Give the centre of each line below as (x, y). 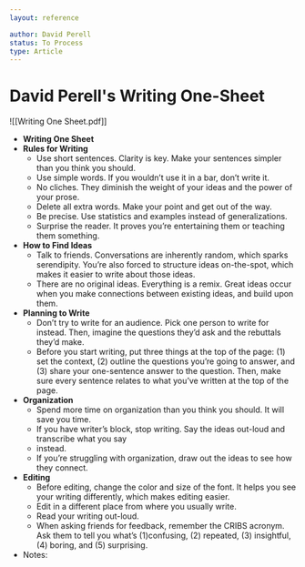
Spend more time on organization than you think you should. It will (160, 410)
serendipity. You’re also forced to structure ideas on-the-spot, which (165, 265)
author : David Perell (51, 34)
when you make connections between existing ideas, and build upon (165, 294)
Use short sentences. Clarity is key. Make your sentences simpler (159, 158)
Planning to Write (56, 313)
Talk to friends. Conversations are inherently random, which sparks (162, 255)
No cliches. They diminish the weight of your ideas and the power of (164, 187)
